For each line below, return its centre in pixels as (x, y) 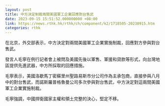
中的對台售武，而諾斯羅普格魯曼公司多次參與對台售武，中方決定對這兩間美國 (82, 82)
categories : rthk (23, 28)
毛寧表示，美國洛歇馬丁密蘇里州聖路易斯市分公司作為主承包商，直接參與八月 (82, 76)
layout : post (18, 10)
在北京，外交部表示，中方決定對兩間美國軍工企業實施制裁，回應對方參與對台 (82, 43)
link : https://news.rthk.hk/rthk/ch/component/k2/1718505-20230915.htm (80, 23)
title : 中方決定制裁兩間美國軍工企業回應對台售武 (49, 14)
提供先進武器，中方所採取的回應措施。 (48, 66)
